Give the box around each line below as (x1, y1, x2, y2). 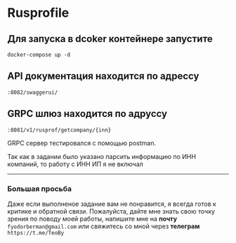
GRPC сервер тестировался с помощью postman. (7, 139, 157, 147)
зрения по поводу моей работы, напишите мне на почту (7, 214, 178, 223)
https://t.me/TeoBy (7, 229, 65, 236)
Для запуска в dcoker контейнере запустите (7, 33, 213, 45)
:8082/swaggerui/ (7, 89, 58, 96)
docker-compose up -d (7, 51, 71, 58)
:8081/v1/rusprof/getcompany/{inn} (7, 126, 112, 134)
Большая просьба (7, 183, 72, 193)
